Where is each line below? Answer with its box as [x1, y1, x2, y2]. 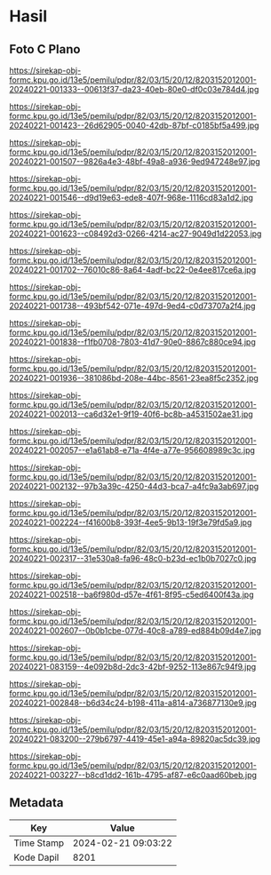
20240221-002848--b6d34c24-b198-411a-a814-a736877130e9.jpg [9, 697, 258, 708]
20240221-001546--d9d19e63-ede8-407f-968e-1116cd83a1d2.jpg [9, 193, 253, 203]
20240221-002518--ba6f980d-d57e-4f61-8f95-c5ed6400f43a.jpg [9, 589, 255, 600]
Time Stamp [13, 837, 65, 849]
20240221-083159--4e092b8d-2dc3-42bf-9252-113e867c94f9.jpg [9, 662, 257, 672]
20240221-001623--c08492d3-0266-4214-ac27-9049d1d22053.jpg [9, 228, 262, 239]
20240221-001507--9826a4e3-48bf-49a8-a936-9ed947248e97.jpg [9, 156, 260, 166]
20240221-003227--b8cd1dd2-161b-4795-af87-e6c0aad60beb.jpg [9, 770, 258, 780]
